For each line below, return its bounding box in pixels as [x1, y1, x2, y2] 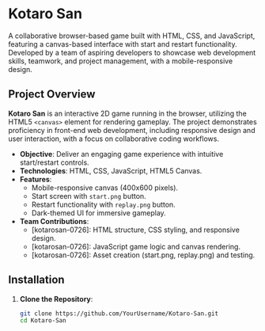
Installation [8, 273, 65, 287]
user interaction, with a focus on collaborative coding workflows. [8, 134, 220, 143]
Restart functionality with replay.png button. [31, 200, 176, 209]
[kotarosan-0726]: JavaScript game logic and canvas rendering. [31, 242, 241, 251]
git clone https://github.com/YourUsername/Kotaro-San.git [19, 310, 219, 318]
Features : [19, 174, 52, 184]
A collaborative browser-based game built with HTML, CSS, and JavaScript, [8, 31, 256, 40]
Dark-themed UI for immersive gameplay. [31, 207, 166, 218]
